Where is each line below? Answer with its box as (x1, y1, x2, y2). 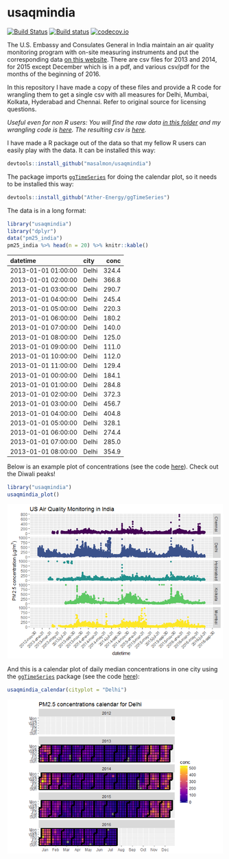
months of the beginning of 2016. (7, 70, 101, 78)
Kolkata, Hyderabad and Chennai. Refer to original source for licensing (7, 97, 206, 105)
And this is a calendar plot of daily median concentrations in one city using (7, 664, 218, 673)
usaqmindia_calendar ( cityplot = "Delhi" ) (7, 686, 128, 693)
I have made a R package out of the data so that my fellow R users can (7, 138, 206, 147)
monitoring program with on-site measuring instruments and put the (7, 48, 200, 56)
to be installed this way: (7, 179, 74, 188)
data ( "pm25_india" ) (7, 235, 63, 242)
